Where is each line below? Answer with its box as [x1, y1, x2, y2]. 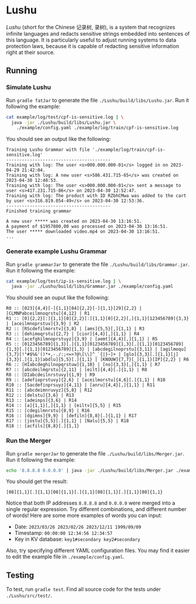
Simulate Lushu [6, 83, 51, 91]
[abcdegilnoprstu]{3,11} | [92, 346, 158, 353]
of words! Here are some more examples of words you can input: [6, 512, 162, 519]
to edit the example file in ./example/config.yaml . [6, 553, 125, 560]
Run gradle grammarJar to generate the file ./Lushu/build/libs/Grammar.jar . [6, 261, 190, 268]
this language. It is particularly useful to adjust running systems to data [6, 36, 177, 43]
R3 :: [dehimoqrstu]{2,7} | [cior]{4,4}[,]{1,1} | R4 [6, 331, 140, 337]
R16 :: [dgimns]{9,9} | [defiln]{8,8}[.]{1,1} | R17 [6, 413, 137, 419]
